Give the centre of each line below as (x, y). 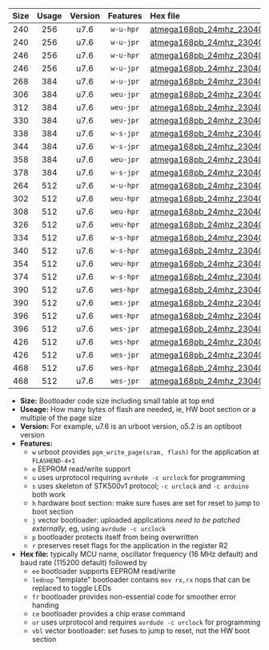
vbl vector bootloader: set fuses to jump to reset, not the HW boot (141, 631)
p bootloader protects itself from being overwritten (115, 537)
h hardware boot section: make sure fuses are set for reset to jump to (146, 503)
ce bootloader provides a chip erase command (108, 614)
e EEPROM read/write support (81, 469)
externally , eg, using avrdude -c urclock (99, 529)
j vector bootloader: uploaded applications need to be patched (136, 520)
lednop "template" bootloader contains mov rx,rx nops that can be (141, 579)
